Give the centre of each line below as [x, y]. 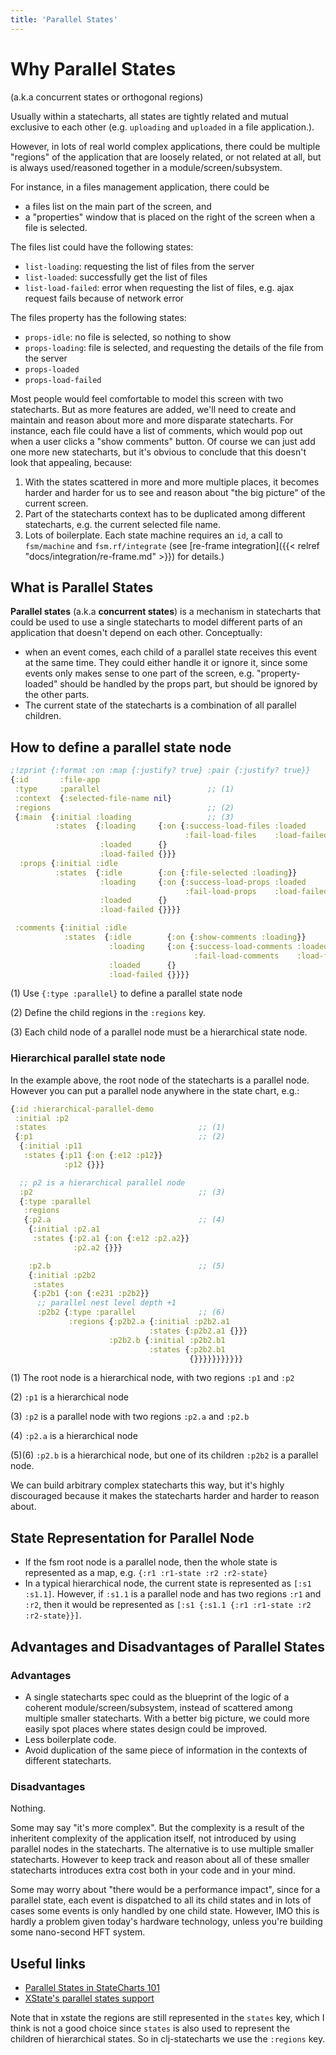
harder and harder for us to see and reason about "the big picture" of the [175, 492]
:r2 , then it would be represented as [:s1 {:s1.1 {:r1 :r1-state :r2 [168, 1605]
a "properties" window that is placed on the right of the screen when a [170, 217]
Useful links [48, 1963]
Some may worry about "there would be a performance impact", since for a [165, 1890]
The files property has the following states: [98, 317]
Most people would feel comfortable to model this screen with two [147, 398]
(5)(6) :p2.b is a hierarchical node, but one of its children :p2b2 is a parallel [164, 1455]
